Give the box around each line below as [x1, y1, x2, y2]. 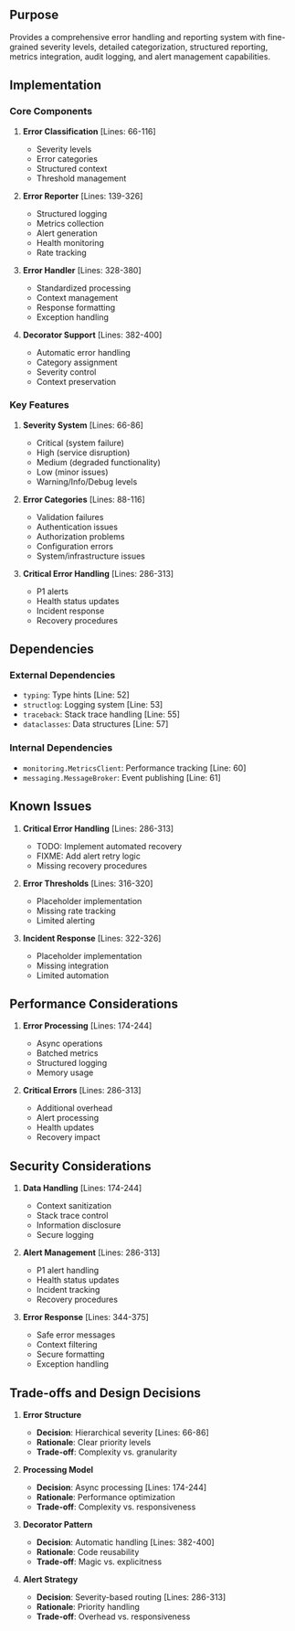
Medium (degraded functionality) [36, 456, 162, 467]
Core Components [9, 105, 93, 118]
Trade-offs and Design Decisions [9, 1385, 201, 1401]
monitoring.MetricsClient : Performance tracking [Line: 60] [22, 762, 247, 773]
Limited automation [36, 969, 110, 981]
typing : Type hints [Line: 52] [22, 689, 130, 700]
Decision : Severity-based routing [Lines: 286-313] [36, 1592, 227, 1603]
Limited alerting [36, 914, 96, 926]
